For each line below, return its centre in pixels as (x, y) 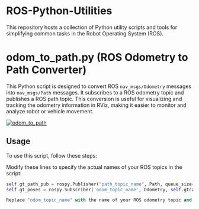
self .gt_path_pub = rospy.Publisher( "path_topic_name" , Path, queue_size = (100, 184)
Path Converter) (46, 70)
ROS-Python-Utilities (59, 11)
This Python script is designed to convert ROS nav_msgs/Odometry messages (99, 86)
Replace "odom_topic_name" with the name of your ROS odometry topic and (99, 200)
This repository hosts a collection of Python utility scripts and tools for (92, 27)
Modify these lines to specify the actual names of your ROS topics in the (94, 167)
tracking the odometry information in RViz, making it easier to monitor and (96, 105)
